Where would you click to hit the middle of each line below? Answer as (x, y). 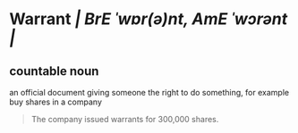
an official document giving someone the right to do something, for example (149, 92)
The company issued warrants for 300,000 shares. (125, 119)
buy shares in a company (56, 102)
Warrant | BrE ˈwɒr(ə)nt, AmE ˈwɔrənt (149, 19)
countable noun (54, 71)
